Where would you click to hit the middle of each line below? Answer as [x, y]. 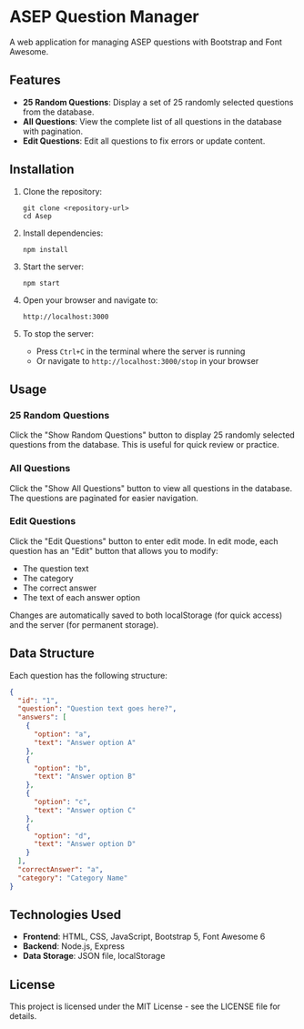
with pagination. [53, 131]
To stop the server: [58, 333]
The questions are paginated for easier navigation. [104, 498]
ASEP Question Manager [105, 17]
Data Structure [52, 654]
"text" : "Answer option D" [85, 844]
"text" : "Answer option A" [85, 742]
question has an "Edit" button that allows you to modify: [114, 550]
